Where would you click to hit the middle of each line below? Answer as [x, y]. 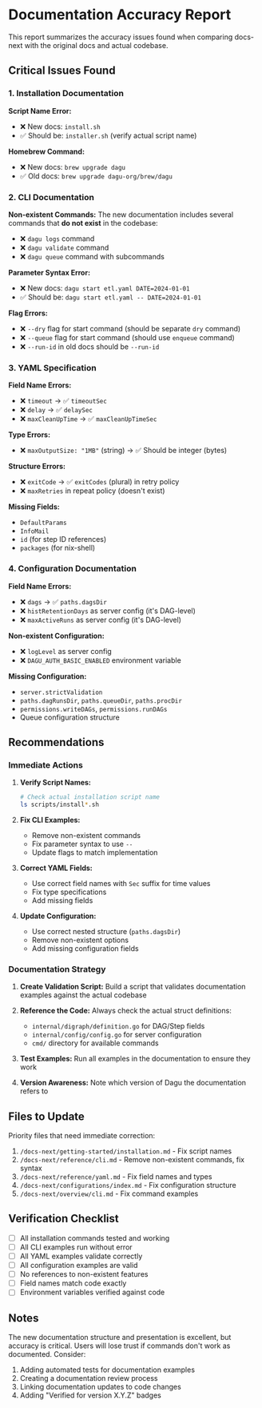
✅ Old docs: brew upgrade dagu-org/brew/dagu [96, 176]
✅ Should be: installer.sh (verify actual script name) [108, 135]
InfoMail [34, 532]
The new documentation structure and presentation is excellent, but [120, 1338]
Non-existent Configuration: [57, 636]
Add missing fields [62, 900]
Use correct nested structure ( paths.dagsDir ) [106, 931]
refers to [34, 1091]
